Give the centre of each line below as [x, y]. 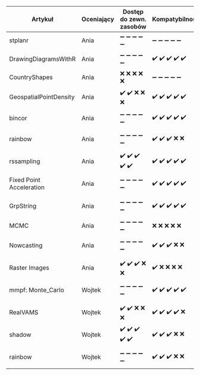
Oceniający [98, 19]
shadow [20, 335]
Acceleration [27, 187]
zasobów [133, 26]
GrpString [23, 206]
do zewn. [133, 19]
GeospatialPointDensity [42, 97]
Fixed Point [25, 180]
